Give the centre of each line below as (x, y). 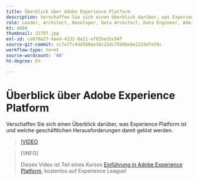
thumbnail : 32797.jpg (33, 34)
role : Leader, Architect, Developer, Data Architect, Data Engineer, (93, 22)
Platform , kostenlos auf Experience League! (73, 171)
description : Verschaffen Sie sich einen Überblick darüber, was (88, 17)
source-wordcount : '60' (35, 55)
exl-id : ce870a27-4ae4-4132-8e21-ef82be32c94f (64, 39)
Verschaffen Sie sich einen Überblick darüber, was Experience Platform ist (96, 124)
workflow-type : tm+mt (33, 50)
